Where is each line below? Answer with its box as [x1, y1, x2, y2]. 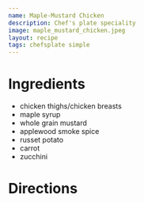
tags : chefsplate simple [8, 41, 90, 49]
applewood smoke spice [19, 127, 100, 136]
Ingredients [8, 75, 85, 93]
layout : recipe [8, 33, 59, 42]
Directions [8, 180, 78, 198]
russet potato [19, 135, 64, 145]
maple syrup [19, 110, 61, 120]
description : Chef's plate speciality [8, 19, 136, 27]
